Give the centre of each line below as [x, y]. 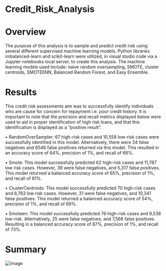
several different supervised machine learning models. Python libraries [78, 51]
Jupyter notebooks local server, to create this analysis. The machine [75, 62]
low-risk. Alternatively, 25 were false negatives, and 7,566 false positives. [80, 219]
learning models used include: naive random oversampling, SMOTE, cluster [82, 67]
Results [21, 92]
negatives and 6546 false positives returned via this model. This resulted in [82, 147]
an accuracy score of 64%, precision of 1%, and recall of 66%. [70, 153]
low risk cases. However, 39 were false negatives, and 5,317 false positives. [83, 168]
